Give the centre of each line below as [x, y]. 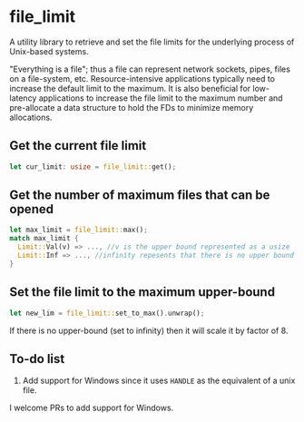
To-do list [37, 359]
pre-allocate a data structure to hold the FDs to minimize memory [132, 107]
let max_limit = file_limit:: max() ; [78, 230]
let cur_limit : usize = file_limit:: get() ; [93, 167]
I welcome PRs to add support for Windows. [92, 408]
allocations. [31, 117]
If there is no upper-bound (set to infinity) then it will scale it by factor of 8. [149, 330]
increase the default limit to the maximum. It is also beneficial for [130, 88]
